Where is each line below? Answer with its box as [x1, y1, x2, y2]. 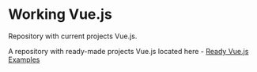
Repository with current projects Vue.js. [8, 31, 138, 41]
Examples [8, 55, 40, 64]
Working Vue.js [8, 5, 112, 23]
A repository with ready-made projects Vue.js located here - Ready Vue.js [8, 46, 249, 56]
